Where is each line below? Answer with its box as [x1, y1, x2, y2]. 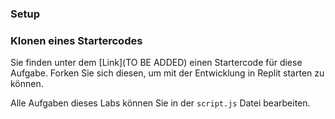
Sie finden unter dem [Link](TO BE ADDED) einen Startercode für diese [10, 57, 303, 69]
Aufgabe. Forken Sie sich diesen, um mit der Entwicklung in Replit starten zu [10, 67, 325, 79]
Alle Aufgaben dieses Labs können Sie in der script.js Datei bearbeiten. [10, 97, 311, 109]
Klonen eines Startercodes [10, 33, 143, 47]
